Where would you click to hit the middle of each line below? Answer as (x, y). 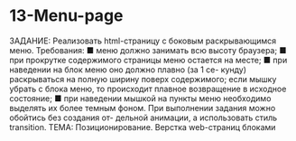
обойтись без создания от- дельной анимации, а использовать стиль (143, 117)
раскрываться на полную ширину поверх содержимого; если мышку (143, 79)
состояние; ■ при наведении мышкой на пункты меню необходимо (140, 98)
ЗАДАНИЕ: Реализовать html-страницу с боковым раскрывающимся (143, 41)
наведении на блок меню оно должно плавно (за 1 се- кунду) (128, 70)
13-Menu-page (66, 16)
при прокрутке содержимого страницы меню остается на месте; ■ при (148, 60)
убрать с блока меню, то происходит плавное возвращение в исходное (148, 89)
